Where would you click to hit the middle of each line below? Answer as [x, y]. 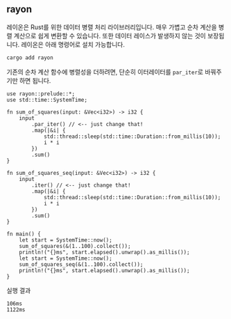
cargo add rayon [30, 57]
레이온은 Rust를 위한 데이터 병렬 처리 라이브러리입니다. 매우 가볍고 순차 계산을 [112, 27]
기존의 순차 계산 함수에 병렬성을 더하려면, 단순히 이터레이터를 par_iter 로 [105, 72]
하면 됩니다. [35, 80]
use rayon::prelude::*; [41, 94]
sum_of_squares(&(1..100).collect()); [75, 246]
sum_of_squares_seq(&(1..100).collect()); [81, 264]
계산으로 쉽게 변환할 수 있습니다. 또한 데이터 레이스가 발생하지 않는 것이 [110, 36]
